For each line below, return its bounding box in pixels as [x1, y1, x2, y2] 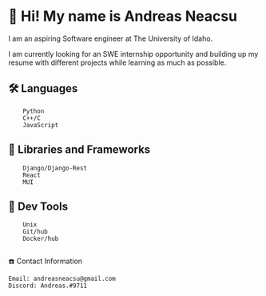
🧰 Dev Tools [8, 199, 69, 213]
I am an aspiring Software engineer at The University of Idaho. [8, 34, 213, 43]
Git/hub [22, 228, 48, 236]
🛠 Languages [8, 82, 78, 95]
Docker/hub [22, 235, 59, 243]
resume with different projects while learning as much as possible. [8, 58, 227, 67]
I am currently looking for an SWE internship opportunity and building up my [8, 49, 259, 58]
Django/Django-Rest [22, 164, 88, 172]
